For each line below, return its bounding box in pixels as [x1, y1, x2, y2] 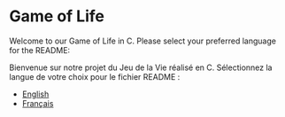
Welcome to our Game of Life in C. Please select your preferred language [9, 35, 277, 46]
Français [21, 97, 54, 108]
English [21, 89, 50, 99]
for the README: [9, 44, 71, 55]
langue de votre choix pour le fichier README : [9, 71, 181, 82]
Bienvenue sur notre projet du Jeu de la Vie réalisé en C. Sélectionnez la [9, 62, 273, 73]
